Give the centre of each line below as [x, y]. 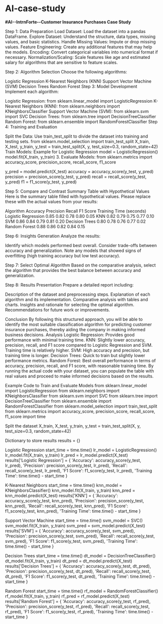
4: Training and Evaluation [31, 126]
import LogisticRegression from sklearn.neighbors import [62, 391]
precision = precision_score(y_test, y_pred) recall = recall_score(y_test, [76, 177]
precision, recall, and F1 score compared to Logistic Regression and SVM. [79, 345]
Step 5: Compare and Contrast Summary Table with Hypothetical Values [77, 191]
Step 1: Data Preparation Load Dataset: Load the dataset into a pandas [75, 31]
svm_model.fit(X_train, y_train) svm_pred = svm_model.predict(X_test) [75, 525]
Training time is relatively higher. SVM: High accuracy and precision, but [77, 350]
